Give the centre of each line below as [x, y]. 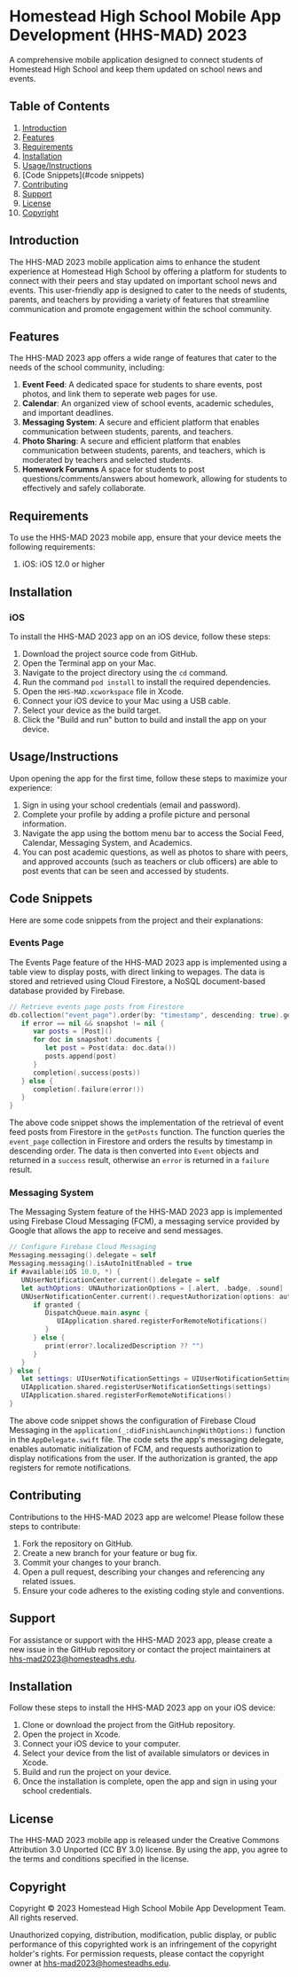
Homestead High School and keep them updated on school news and [136, 69]
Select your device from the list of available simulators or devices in [145, 1754]
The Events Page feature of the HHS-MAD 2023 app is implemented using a [148, 962]
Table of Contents [60, 107]
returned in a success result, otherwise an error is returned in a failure [139, 1160]
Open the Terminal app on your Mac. [89, 663]
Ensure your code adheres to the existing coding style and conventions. [153, 1590]
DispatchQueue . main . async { [97, 1313]
